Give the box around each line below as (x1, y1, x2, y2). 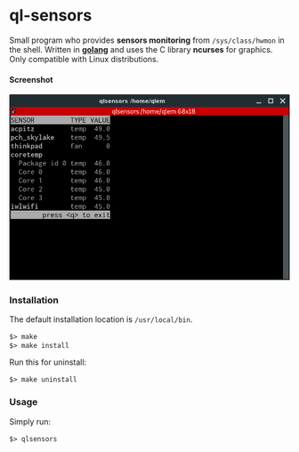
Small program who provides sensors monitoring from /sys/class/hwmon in (9, 35, 285, 45)
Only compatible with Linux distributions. (9, 53, 159, 64)
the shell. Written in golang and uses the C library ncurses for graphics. (9, 44, 273, 54)
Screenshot (9, 74, 53, 85)
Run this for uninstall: (9, 357, 87, 367)
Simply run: (9, 416, 52, 427)
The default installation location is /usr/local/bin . (9, 314, 193, 325)
